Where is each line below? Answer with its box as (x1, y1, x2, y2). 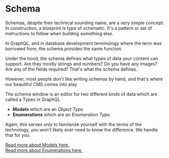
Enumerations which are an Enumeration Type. (12, 112, 111, 118)
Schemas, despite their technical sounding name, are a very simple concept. (5, 20, 164, 26)
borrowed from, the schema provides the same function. (5, 45, 123, 51)
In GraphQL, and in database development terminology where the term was (5, 40, 162, 46)
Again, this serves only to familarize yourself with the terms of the (5, 121, 142, 127)
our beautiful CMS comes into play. (5, 81, 78, 87)
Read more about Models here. (5, 142, 70, 148)
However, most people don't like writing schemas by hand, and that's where (5, 76, 163, 82)
